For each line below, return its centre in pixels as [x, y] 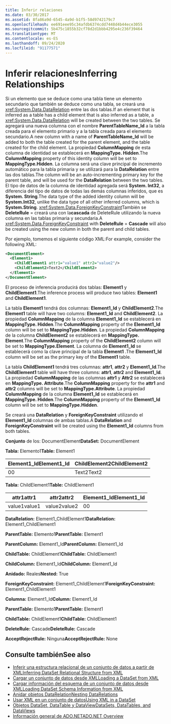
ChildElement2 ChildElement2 [111, 464]
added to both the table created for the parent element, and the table [78, 142]
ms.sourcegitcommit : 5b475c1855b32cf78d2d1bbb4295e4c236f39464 [74, 29]
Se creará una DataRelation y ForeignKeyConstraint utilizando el [74, 414]
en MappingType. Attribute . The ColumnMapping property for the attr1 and [85, 383]
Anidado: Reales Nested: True [37, 574]
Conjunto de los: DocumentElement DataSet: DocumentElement [72, 441]
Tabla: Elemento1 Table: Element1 [40, 451]
